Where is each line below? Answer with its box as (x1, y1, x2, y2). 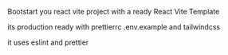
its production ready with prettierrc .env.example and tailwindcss (7, 22, 221, 31)
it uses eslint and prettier (7, 37, 89, 47)
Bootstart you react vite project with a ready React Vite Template (7, 7, 220, 16)
